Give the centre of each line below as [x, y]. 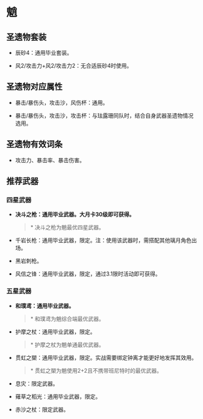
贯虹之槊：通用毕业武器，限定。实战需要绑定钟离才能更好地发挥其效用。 [106, 357]
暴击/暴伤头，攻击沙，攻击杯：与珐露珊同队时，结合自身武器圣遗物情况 [104, 115]
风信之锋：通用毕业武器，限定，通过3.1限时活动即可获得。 [88, 274]
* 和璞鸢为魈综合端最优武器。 [67, 318]
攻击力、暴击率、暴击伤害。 [50, 160]
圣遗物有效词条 [34, 144]
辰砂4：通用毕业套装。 [44, 53]
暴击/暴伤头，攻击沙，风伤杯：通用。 [62, 102]
